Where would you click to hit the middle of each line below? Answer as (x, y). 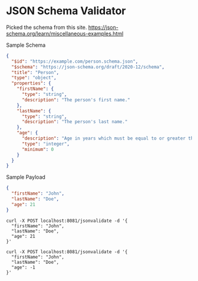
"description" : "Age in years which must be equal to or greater (103, 138)
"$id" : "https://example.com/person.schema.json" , (75, 61)
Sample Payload (26, 177)
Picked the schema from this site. (47, 27)
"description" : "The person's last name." (75, 122)
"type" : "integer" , (45, 144)
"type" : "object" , (34, 78)
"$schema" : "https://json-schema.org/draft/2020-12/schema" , (88, 67)
